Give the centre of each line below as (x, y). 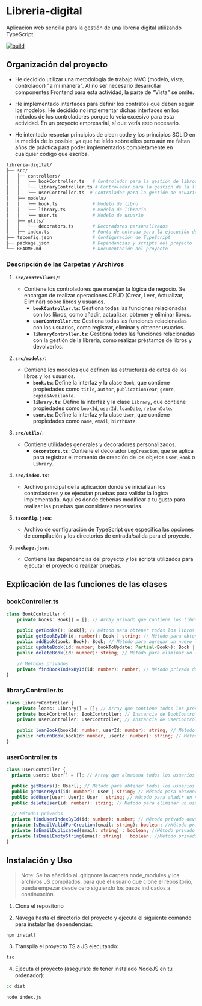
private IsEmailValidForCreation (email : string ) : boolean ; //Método (99, 825)
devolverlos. (48, 347)
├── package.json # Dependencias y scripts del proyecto (99, 243)
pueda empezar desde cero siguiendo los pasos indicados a (96, 888)
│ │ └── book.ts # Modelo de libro (72, 204)
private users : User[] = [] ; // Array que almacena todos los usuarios (103, 775)
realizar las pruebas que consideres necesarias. (83, 506)
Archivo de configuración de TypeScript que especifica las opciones (109, 529)
